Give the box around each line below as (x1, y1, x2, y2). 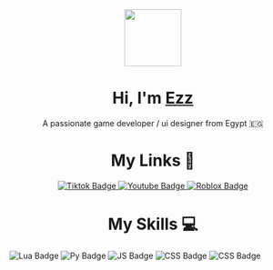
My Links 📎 (110, 150, 196, 171)
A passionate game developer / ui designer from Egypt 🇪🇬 (42, 117, 264, 128)
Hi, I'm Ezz (112, 88, 194, 108)
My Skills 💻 (107, 214, 198, 235)
